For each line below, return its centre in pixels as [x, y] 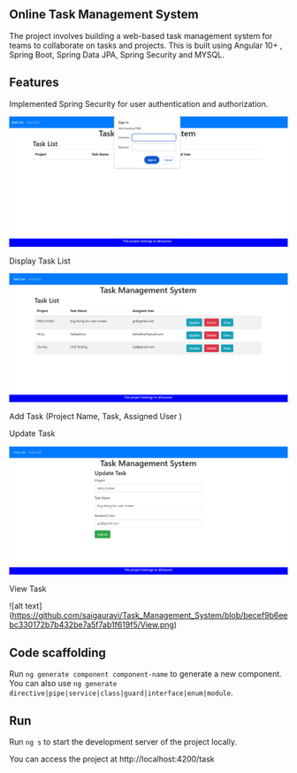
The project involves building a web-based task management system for [141, 35]
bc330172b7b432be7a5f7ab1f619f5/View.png [92, 625]
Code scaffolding [57, 652]
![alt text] [26, 606]
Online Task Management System [104, 15]
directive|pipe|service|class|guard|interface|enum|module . [121, 693]
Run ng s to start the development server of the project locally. [123, 742]
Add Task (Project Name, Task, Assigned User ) [96, 416]
